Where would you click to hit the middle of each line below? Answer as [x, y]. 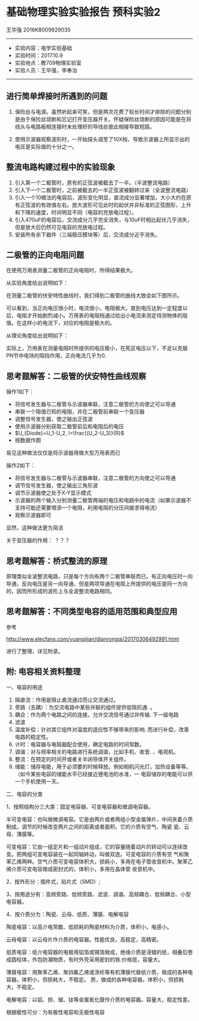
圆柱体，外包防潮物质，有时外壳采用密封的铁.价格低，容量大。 [87, 959]
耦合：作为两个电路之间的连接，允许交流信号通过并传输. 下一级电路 [97, 714]
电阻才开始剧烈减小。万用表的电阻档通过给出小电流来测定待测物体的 [99, 316]
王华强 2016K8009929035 [38, 30]
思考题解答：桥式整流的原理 [57, 561]
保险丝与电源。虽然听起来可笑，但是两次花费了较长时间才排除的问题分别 [103, 112]
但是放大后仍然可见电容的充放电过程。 [61, 227]
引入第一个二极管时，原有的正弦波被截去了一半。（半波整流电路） [94, 182]
